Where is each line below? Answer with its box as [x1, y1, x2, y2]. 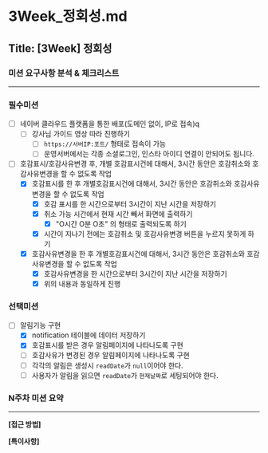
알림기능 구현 [19, 321, 61, 330]
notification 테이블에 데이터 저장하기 [31, 330, 146, 340]
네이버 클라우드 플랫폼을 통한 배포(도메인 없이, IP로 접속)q [19, 119, 200, 128]
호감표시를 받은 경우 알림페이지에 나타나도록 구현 [31, 341, 183, 350]
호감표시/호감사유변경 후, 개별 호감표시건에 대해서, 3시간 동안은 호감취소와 [19, 159, 251, 168]
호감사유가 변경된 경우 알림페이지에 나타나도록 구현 [31, 350, 190, 360]
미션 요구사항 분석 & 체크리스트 [8, 67, 120, 78]
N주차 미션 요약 [8, 392, 64, 404]
